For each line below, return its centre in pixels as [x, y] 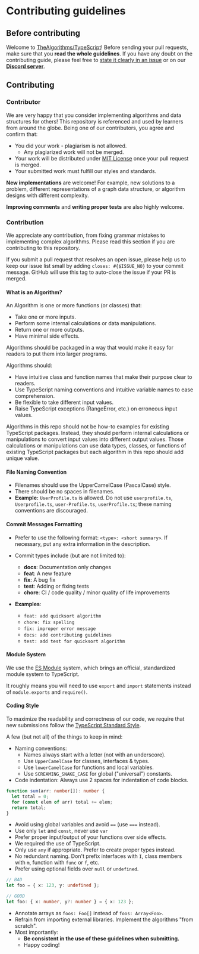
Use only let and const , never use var [61, 831]
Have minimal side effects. [47, 336]
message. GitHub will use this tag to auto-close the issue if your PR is [91, 272]
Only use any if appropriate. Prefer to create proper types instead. [95, 850]
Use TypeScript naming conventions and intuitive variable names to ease [104, 390]
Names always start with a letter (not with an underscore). [95, 755]
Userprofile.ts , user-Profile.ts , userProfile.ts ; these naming [93, 504]
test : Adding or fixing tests [56, 586]
